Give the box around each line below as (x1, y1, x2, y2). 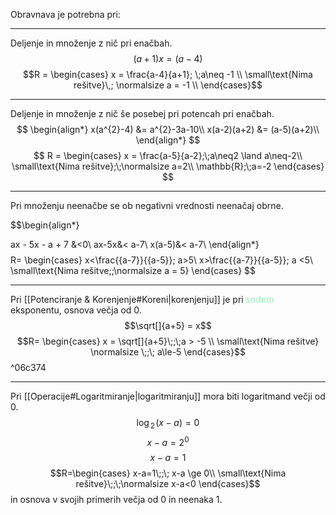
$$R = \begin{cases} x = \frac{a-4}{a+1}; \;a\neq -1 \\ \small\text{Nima (23, 69, 313, 80)
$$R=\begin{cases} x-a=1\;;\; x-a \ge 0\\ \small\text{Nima (49, 467, 287, 479)
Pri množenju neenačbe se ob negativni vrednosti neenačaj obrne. (10, 200, 284, 211)
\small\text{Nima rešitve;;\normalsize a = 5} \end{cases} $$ (10, 265, 257, 276)
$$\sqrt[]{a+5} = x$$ (124, 320, 212, 331)
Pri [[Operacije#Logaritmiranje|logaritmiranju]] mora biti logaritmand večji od (10, 390, 326, 402)
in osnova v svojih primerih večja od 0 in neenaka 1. (10, 494, 223, 506)
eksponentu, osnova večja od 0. (10, 304, 142, 316)
